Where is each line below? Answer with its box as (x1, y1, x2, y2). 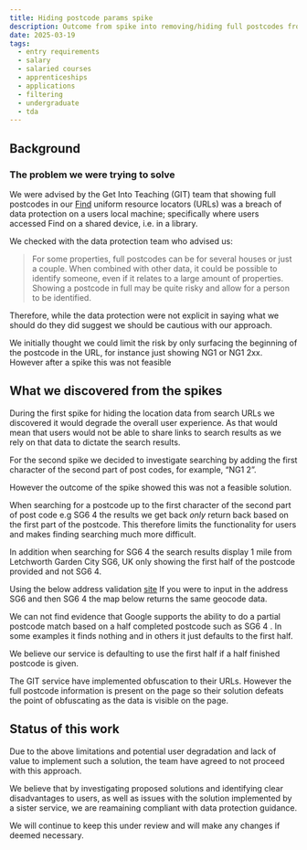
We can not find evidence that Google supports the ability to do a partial (9, 611, 281, 622)
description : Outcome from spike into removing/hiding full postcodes (9, 22, 284, 31)
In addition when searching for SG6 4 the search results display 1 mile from (9, 546, 292, 558)
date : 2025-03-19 (9, 30, 76, 39)
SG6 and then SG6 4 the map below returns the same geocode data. (9, 593, 268, 604)
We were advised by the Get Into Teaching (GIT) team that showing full (9, 188, 277, 199)
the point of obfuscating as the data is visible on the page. (9, 695, 228, 706)
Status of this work (9, 721, 121, 737)
